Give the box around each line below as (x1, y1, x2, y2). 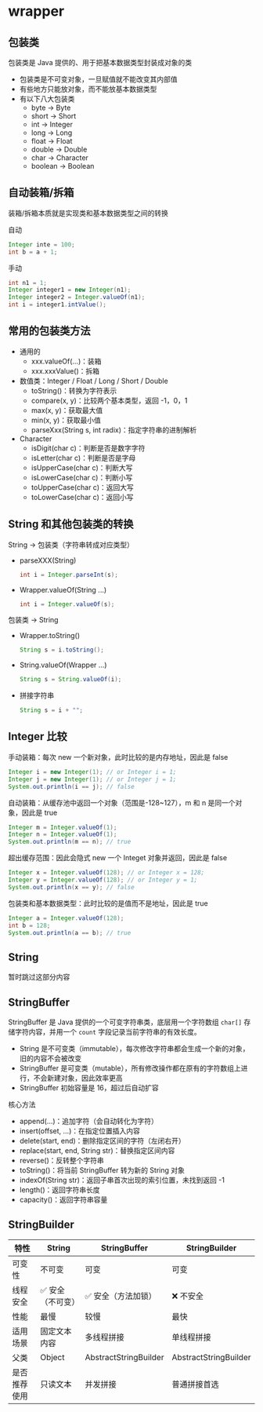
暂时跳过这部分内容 (8, 972, 70, 982)
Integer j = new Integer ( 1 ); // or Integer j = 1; (8, 775, 177, 783)
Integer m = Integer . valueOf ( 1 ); (8, 823, 117, 831)
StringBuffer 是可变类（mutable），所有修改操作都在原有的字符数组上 (19, 1064, 241, 1073)
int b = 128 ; (8, 921, 51, 929)
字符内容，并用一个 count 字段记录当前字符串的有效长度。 (14, 1027, 201, 1036)
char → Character (31, 153, 88, 162)
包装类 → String (8, 615, 59, 625)
